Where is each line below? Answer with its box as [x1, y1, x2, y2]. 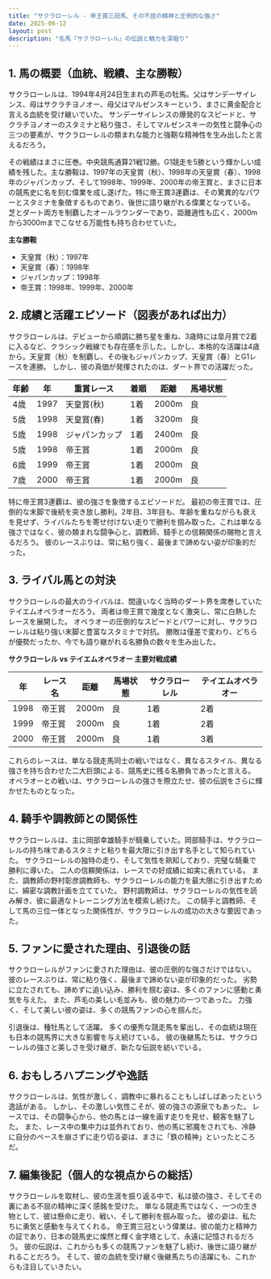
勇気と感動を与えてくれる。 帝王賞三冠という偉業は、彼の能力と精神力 [22, 1221, 257, 1230]
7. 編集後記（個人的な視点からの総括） [8, 1168, 199, 1182]
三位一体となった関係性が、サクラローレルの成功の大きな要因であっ [35, 905, 262, 915]
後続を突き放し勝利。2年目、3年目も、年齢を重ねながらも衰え [50, 506, 257, 516]
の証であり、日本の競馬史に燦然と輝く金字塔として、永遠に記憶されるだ [8, 1231, 248, 1241]
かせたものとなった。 [8, 786, 79, 795]
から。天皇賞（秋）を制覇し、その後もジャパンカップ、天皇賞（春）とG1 [8, 351, 250, 361]
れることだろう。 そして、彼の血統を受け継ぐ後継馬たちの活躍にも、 [8, 1251, 236, 1261]
